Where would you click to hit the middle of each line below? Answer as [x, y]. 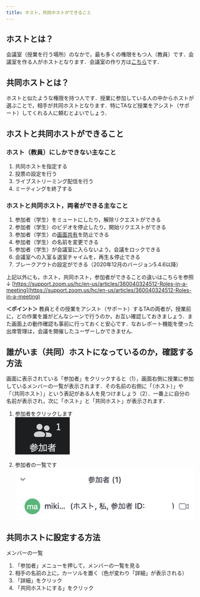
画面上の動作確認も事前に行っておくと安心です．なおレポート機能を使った [102, 324]
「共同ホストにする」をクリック [54, 588]
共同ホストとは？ [38, 83]
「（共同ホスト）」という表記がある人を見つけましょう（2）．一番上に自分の [98, 393]
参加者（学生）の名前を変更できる [57, 242]
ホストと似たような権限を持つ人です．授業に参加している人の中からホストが [100, 98]
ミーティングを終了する [44, 189]
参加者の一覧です [36, 465]
